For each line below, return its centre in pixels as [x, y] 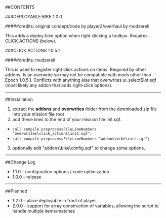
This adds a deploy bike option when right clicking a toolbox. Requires [77, 36]
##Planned [16, 191]
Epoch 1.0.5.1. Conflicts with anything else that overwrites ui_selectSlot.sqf [81, 80]
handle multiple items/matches [43, 211]
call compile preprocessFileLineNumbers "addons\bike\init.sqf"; [81, 139]
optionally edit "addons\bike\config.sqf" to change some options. [79, 148]
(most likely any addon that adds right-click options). [59, 85]
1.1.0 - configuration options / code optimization [61, 171]
